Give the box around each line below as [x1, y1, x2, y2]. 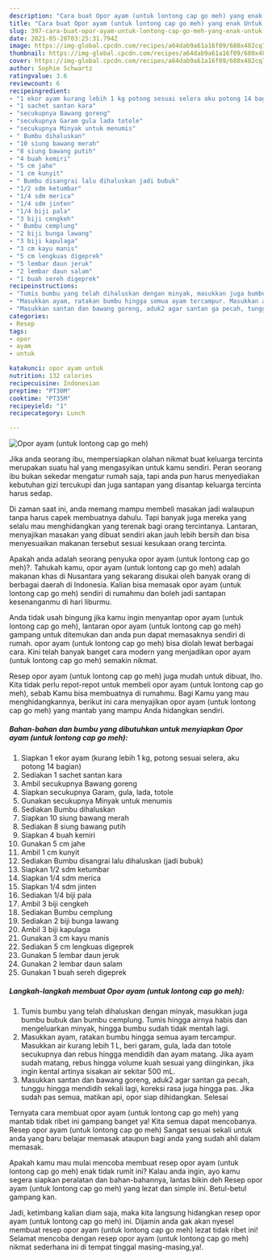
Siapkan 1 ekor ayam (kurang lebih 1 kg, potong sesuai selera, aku [20, 753, 240, 763]
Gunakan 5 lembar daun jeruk [20, 951, 119, 960]
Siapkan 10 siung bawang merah [20, 813, 130, 823]
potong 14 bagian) [20, 762, 82, 771]
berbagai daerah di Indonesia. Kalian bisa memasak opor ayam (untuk [9, 580, 241, 590]
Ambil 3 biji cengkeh [20, 899, 90, 909]
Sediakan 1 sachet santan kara [20, 771, 123, 780]
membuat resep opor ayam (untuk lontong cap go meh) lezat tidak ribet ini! [9, 1225, 258, 1235]
